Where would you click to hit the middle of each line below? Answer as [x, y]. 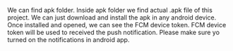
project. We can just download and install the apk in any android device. [112, 17]
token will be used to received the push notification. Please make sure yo [114, 32]
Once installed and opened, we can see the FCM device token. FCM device [117, 25]
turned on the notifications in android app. [68, 40]
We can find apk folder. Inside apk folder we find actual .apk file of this [110, 10]
